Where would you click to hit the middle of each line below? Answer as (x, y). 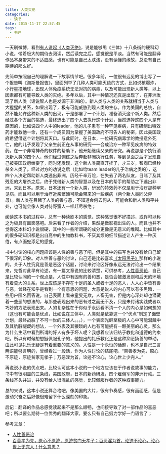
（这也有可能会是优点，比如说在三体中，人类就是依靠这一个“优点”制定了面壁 (83, 314)
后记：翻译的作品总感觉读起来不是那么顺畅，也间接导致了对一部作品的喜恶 (81, 407)
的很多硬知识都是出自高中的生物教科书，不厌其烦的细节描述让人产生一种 (79, 235)
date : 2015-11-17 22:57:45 (33, 23)
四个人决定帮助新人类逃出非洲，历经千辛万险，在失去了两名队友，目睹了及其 (83, 175)
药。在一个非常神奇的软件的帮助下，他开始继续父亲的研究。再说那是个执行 (81, 151)
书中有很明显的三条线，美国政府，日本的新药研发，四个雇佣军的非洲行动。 (81, 374)
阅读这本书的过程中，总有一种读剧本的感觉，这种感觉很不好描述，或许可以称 (83, 217)
